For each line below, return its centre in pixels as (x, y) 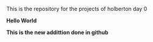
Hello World (22, 20)
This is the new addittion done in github (57, 32)
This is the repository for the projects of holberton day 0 (77, 9)
